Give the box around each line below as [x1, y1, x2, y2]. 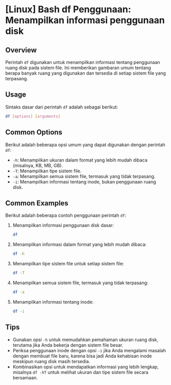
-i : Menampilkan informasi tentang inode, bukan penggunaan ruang [12, 178, 157, 185]
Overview [5, 46, 37, 54]
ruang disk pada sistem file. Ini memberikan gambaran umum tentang [5, 65, 152, 71]
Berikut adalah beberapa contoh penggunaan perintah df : [5, 212, 127, 218]
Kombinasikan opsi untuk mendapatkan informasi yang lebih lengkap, [12, 364, 159, 370]
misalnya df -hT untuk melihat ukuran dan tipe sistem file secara [12, 369, 149, 375]
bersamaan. [12, 374, 38, 380]
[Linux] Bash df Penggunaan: [5, 4, 131, 15]
